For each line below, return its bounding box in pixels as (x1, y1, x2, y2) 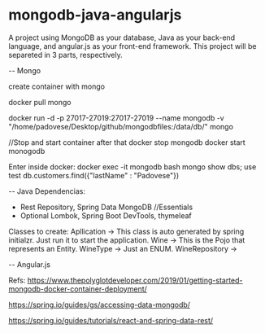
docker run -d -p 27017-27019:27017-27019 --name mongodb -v (8, 112, 225, 123)
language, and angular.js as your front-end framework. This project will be (8, 41, 257, 50)
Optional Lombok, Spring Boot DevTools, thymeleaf (20, 210, 193, 221)
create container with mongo (8, 81, 106, 91)
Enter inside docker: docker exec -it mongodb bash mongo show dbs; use (8, 161, 257, 172)
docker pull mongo (8, 97, 72, 107)
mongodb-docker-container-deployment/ (8, 283, 148, 294)
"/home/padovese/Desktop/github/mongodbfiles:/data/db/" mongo (8, 121, 234, 131)
